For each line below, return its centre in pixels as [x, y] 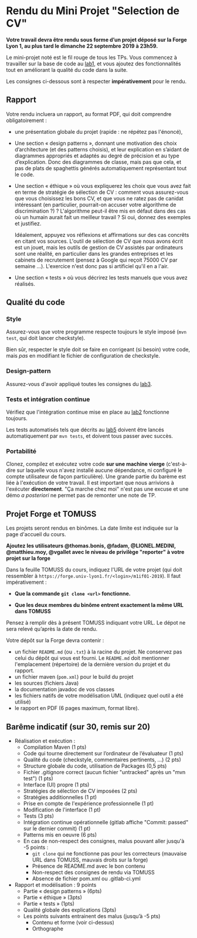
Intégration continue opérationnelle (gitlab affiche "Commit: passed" [106, 822]
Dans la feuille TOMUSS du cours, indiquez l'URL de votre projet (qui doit [94, 570]
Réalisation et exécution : [45, 741]
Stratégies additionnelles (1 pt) [60, 797]
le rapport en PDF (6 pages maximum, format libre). [77, 708]
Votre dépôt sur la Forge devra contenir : [55, 640]
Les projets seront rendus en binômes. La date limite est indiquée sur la [92, 528]
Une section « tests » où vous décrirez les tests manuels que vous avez [101, 278]
